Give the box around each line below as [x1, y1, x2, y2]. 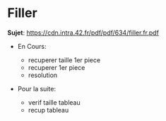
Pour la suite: [17, 84, 57, 93]
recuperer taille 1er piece [28, 55, 101, 64]
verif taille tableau [28, 98, 81, 107]
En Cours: [17, 42, 47, 50]
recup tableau [28, 105, 69, 114]
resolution [28, 71, 58, 79]
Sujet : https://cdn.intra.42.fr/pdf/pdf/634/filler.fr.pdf [7, 28, 159, 37]
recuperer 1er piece [28, 63, 85, 71]
